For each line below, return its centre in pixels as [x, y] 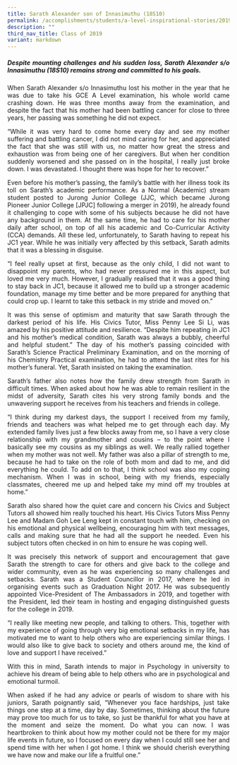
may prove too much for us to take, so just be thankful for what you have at [119, 718]
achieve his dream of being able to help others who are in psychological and [119, 674]
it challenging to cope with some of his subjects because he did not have [119, 213]
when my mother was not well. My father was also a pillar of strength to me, [119, 455]
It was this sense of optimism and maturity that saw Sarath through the [119, 315]
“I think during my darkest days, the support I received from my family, [119, 417]
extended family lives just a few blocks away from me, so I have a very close [119, 432]
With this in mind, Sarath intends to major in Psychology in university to [119, 666]
